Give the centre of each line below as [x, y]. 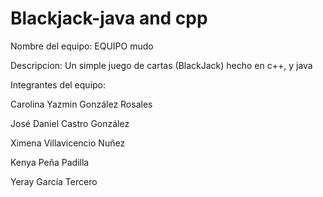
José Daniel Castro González [70, 123]
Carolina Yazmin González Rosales [81, 104]
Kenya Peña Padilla [50, 162]
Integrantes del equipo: [58, 84]
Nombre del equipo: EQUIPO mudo [82, 46]
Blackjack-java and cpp [109, 18]
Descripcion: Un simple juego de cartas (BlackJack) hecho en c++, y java [161, 65]
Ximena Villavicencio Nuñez [68, 143]
